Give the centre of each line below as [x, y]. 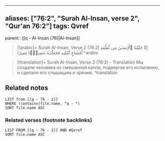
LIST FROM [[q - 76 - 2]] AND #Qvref [44, 130]
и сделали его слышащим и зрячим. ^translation [67, 72]
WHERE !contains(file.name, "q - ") [42, 103]
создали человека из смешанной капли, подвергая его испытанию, [88, 67]
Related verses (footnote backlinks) [49, 120]
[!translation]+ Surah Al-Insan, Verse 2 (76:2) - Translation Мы [80, 62]
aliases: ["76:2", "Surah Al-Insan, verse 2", [72, 18]
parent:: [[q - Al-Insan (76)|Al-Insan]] [42, 38]
